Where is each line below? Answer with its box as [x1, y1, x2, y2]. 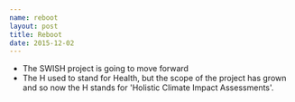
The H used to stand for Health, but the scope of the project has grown [22, 73, 287, 84]
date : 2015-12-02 [9, 38, 75, 48]
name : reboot [9, 13, 59, 23]
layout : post [9, 22, 59, 31]
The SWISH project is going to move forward [22, 63, 189, 74]
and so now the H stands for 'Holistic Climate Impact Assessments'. [22, 82, 274, 93]
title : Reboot [9, 30, 63, 39]
